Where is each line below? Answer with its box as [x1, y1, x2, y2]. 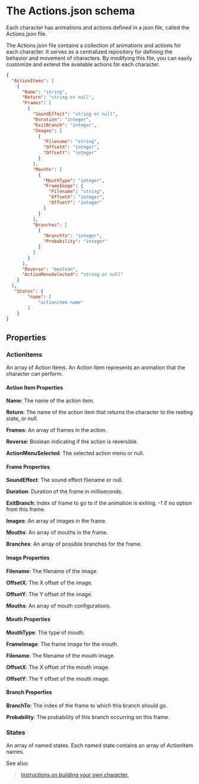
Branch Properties [6, 689, 52, 696]
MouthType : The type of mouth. [6, 629, 85, 636]
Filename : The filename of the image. [6, 567, 98, 574]
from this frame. [6, 506, 46, 513]
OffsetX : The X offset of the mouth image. [6, 663, 110, 671]
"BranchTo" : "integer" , [43, 233, 102, 239]
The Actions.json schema [6, 4, 135, 18]
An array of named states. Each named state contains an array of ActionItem [6, 742, 194, 749]
